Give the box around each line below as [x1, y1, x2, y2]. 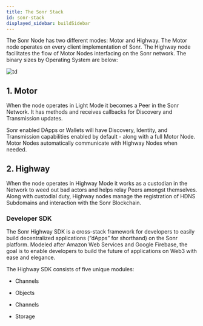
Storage [15, 313, 35, 320]
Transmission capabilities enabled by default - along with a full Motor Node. [6, 133, 196, 140]
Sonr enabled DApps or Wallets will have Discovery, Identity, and [6, 127, 168, 134]
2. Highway [6, 164, 50, 174]
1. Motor [6, 86, 38, 96]
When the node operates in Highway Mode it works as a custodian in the [6, 180, 188, 187]
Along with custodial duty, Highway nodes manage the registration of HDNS [6, 193, 196, 199]
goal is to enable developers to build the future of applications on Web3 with [6, 248, 197, 255]
